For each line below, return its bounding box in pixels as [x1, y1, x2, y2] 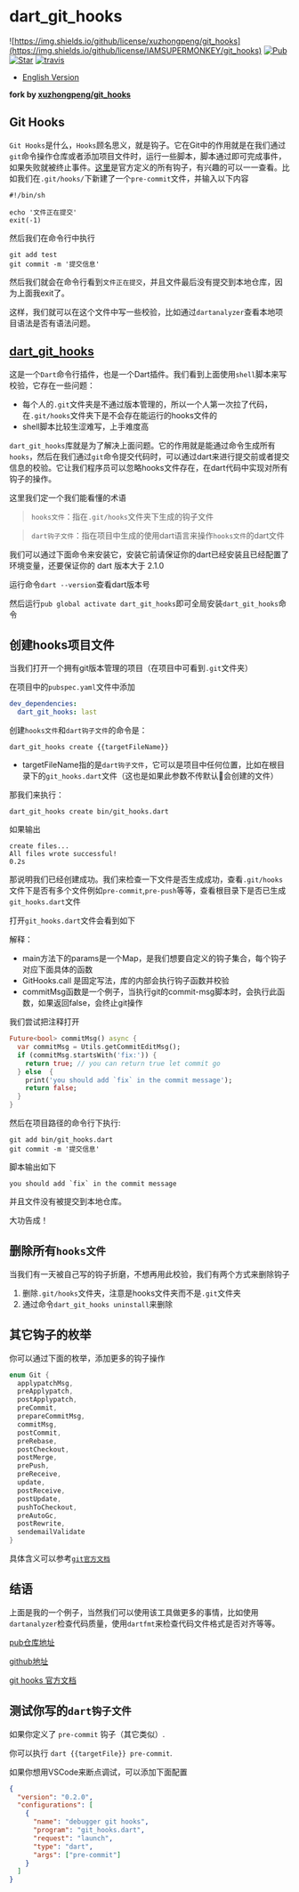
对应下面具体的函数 [21, 964, 93, 975]
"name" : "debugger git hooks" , [32, 1817, 149, 1826]
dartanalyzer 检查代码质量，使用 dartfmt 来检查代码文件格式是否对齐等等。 [9, 1618, 280, 1629]
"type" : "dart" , [32, 1842, 93, 1851]
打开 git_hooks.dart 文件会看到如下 [9, 915, 136, 926]
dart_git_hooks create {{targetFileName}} [9, 743, 169, 752]
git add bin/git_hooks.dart [9, 1136, 114, 1144]
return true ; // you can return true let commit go [25, 1059, 221, 1068]
